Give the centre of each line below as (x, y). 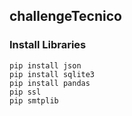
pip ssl (25, 92)
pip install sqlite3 (52, 74)
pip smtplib (34, 100)
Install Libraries (48, 45)
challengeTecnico (65, 16)
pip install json (45, 65)
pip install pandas (50, 83)
